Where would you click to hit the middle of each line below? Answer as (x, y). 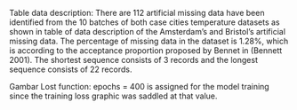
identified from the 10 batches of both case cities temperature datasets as (144, 22)
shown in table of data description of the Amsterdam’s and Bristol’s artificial (148, 31)
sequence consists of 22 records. (71, 69)
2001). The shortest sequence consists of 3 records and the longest (133, 60)
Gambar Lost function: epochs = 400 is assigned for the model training (139, 86)
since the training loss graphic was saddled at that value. (113, 96)
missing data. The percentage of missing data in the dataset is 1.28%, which (149, 41)
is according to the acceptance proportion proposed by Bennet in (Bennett (146, 51)
